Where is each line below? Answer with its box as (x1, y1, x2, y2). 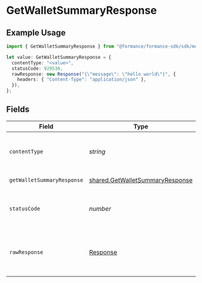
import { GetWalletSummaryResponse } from (6, 43, 114, 49)
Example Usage (6, 28, 66, 38)
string (89, 147, 106, 156)
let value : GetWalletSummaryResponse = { (6, 54, 112, 60)
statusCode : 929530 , (11, 65, 63, 72)
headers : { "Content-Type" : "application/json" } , (17, 76, 147, 83)
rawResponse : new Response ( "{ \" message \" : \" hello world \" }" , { (11, 71, 176, 77)
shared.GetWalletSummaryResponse (89, 175, 193, 184)
